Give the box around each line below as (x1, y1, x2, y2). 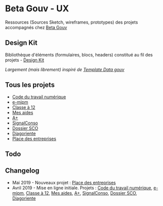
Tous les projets (5, 81, 55, 89)
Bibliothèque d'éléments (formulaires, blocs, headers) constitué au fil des (5, 52, 153, 58)
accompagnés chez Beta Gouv (5, 24, 68, 30)
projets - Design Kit (5, 57, 45, 63)
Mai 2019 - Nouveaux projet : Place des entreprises (12, 179, 116, 185)
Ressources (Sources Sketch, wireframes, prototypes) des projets (5, 19, 138, 25)
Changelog (5, 167, 40, 175)
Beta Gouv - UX (5, 3, 70, 14)
